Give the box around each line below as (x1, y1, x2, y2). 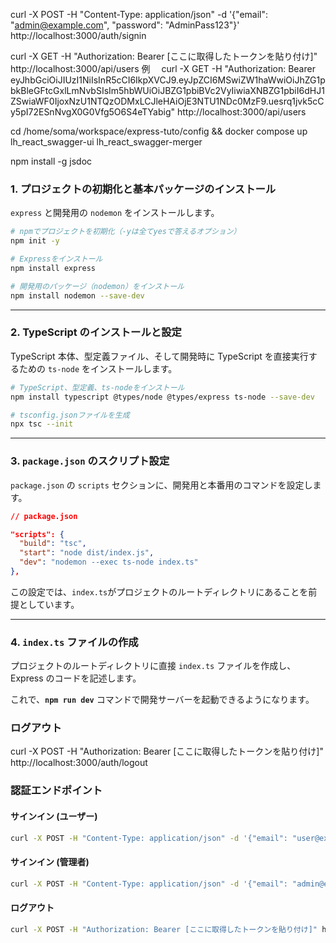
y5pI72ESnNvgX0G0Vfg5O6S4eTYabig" (10, 106, 176, 118)
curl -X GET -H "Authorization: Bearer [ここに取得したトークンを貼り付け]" (10, 50, 318, 62)
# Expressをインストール (10, 254, 103, 264)
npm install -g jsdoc (10, 155, 93, 167)
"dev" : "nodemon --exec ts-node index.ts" (19, 557, 199, 568)
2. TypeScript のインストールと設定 (10, 325, 182, 339)
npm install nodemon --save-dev (10, 290, 145, 301)
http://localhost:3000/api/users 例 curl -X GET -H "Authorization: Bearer (10, 63, 316, 74)
